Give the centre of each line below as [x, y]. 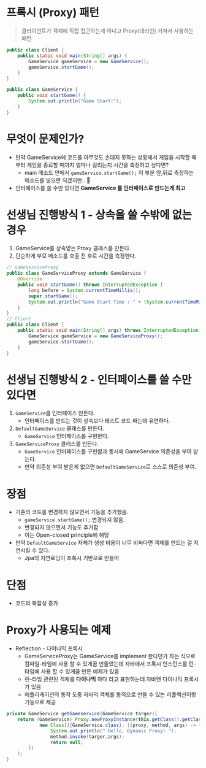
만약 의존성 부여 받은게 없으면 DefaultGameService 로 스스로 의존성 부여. [110, 467]
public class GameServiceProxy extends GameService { [77, 274]
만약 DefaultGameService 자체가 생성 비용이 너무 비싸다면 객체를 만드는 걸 [104, 543]
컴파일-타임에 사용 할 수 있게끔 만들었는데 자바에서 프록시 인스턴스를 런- [110, 664]
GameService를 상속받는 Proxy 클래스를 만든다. [73, 248]
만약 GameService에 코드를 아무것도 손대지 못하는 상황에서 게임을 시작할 [102, 157]
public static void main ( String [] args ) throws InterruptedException [108, 331]
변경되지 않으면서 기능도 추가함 [61, 528]
